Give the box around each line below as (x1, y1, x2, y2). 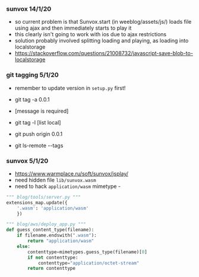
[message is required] (14, 107, 69, 114)
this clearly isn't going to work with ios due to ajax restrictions (14, 31, 167, 38)
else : (17, 243, 31, 249)
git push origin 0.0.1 (14, 130, 63, 138)
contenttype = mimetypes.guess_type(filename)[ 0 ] (27, 249, 147, 255)
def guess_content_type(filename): (6, 227, 94, 233)
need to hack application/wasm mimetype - (14, 183, 121, 190)
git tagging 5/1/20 (6, 71, 59, 79)
